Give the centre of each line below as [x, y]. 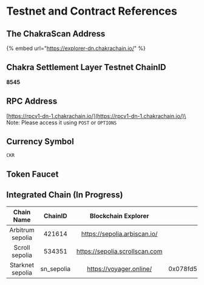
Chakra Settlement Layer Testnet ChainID [86, 67]
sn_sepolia [56, 269]
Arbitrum [22, 230]
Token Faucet [32, 174]
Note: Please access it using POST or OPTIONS [62, 122]
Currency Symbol [40, 142]
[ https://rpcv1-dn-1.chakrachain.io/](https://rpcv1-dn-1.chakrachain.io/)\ [96, 116]
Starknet [22, 265]
